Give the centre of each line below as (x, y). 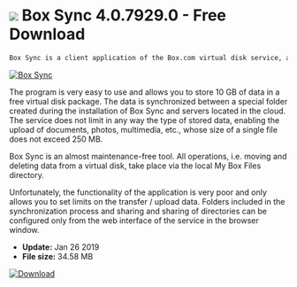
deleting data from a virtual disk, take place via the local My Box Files (135, 166)
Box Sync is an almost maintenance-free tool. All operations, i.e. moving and (148, 156)
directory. (27, 175)
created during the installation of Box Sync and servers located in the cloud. (148, 111)
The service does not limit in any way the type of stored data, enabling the (145, 120)
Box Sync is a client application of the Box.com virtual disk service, (146, 58)
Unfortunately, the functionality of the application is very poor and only (138, 192)
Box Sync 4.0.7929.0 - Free (124, 16)
